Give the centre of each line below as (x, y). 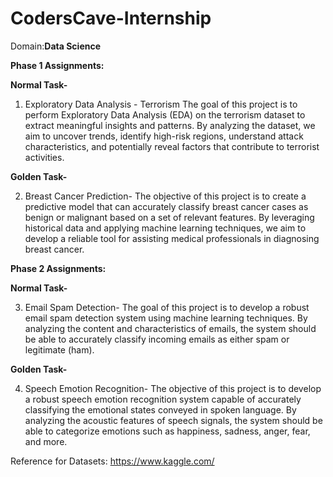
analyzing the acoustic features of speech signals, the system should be (173, 420)
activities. (44, 157)
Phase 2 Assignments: (58, 268)
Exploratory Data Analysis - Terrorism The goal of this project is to (161, 104)
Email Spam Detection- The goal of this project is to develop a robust (167, 307)
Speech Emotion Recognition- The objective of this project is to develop (173, 388)
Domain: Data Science (56, 46)
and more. (46, 441)
